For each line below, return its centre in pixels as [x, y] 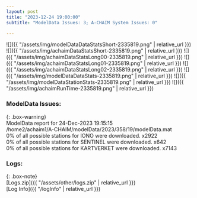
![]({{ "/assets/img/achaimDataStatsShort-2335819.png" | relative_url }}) [94, 51]
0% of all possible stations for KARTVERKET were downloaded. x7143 [91, 148]
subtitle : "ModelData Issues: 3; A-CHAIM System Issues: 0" [82, 22]
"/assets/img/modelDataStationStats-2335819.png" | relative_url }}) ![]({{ [95, 82]
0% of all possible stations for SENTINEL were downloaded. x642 [86, 142]
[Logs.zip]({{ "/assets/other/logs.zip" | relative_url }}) [71, 182]
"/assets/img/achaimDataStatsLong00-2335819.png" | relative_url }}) [98, 57]
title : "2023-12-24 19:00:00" [44, 17]
